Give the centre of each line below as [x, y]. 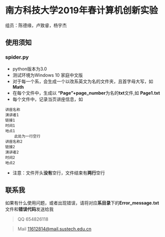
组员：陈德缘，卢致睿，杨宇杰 [36, 25]
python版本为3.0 [30, 69]
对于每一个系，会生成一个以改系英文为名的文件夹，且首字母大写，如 [83, 81]
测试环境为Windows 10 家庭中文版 [48, 75]
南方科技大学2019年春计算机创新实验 [81, 11]
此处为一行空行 [27, 136]
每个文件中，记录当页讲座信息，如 [48, 99]
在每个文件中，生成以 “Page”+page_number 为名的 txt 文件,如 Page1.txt [86, 93]
